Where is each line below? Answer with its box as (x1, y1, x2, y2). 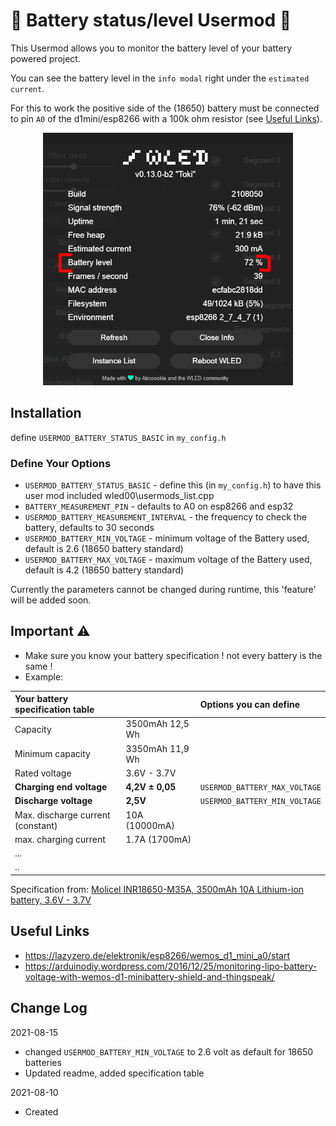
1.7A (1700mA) (125, 833, 192, 845)
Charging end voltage (14, 781, 108, 793)
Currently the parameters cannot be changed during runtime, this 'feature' (10, 583, 317, 595)
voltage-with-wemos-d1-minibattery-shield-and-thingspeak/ (24, 970, 275, 983)
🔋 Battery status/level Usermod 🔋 (10, 9, 292, 32)
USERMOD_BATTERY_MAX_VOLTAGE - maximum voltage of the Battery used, (24, 553, 313, 565)
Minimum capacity (14, 748, 91, 760)
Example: (24, 670, 64, 683)
